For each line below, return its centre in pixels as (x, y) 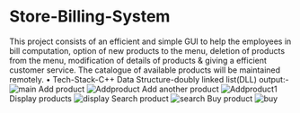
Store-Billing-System (90, 17)
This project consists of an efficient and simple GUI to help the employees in (150, 41)
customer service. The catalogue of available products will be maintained (145, 70)
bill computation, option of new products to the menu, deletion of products (147, 50)
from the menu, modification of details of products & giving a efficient (138, 60)
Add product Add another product (128, 89)
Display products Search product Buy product (131, 98)
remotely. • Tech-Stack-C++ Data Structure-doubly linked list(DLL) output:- (149, 79)
